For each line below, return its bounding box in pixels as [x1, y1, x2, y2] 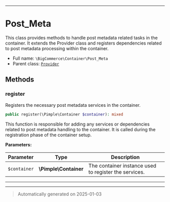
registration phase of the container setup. [5, 132, 92, 138]
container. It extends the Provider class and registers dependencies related [5, 40, 162, 46]
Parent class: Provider [12, 60, 59, 66]
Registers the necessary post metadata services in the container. [5, 102, 141, 108]
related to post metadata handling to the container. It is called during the [5, 126, 156, 132]
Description [111, 153, 140, 160]
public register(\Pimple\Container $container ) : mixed [5, 112, 123, 117]
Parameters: [5, 141, 32, 147]
